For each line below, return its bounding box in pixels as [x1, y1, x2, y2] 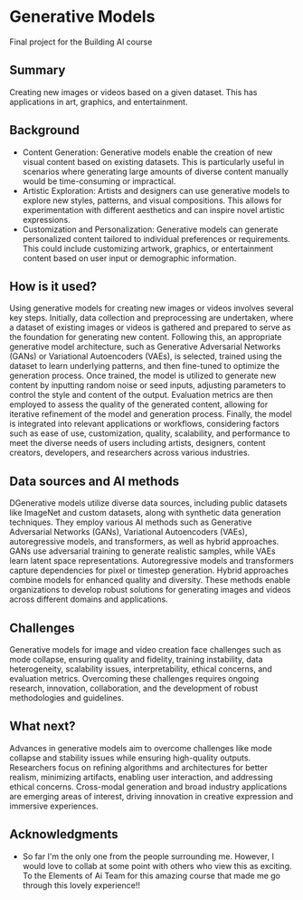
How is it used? [9, 278, 98, 294]
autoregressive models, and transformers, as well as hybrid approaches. [9, 537, 279, 547]
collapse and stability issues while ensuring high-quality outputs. [9, 752, 251, 763]
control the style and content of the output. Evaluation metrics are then [9, 390, 274, 401]
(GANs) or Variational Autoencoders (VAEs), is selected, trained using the [9, 351, 282, 362]
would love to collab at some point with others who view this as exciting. [22, 860, 292, 871]
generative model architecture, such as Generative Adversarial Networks [9, 342, 281, 353]
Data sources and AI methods [9, 473, 180, 489]
